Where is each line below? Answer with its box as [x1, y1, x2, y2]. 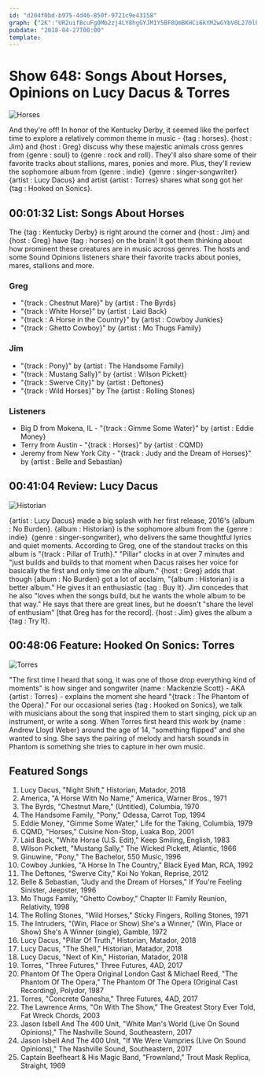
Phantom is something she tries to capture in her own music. [9, 741, 205, 751]
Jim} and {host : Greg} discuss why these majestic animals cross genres [9, 142, 244, 152]
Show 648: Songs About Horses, [9, 68, 227, 85]
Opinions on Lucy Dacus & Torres [9, 84, 230, 102]
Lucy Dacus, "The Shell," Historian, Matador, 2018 [20, 944, 182, 954]
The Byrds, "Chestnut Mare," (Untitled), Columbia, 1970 [20, 802, 200, 811]
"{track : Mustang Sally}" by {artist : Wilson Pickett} [20, 369, 188, 378]
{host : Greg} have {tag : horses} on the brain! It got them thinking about [9, 236, 243, 245]
